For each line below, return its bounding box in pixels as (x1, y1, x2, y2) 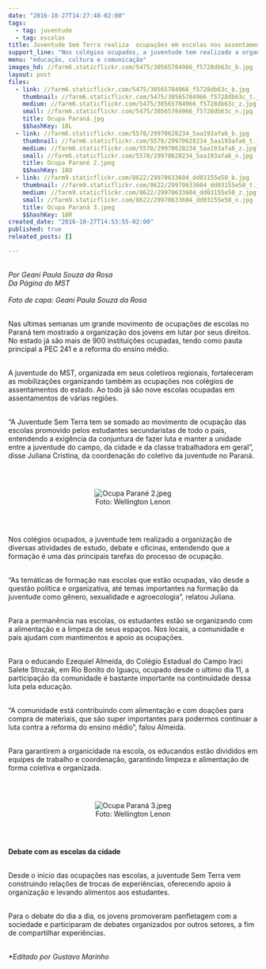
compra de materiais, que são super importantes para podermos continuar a (8, 714, 258, 723)
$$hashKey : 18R (22, 211, 73, 219)
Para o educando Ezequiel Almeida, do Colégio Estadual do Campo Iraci (8, 656, 243, 666)
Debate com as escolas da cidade (8, 846, 121, 856)
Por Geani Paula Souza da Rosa (8, 270, 113, 279)
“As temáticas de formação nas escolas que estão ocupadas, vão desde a (8, 575, 249, 584)
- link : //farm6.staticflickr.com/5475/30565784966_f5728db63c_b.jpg (15, 85, 249, 94)
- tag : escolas (15, 33, 66, 42)
